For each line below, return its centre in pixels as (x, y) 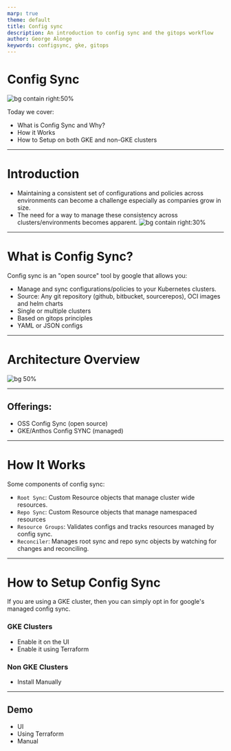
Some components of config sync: (56, 484)
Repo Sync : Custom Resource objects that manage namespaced (107, 512)
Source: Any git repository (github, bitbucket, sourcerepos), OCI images (119, 296)
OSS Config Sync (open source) (62, 423)
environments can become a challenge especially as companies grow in (119, 200)
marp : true (23, 13)
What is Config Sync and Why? (61, 125)
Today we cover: (31, 111)
